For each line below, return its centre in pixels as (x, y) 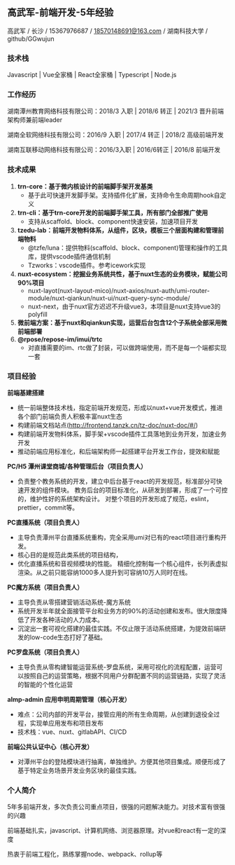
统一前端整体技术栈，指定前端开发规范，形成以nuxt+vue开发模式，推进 (120, 408)
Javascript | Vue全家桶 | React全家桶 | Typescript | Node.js (92, 75)
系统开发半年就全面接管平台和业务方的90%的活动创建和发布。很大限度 (119, 611)
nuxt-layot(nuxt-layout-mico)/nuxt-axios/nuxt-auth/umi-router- (119, 290)
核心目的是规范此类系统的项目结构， (70, 555)
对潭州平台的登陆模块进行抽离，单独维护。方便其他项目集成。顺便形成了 (121, 762)
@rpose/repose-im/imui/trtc (60, 339)
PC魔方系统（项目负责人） (45, 587)
